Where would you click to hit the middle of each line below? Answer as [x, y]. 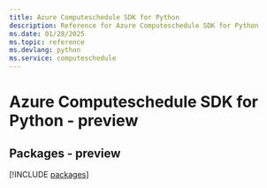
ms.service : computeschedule [63, 58]
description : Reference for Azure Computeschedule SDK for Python [134, 26]
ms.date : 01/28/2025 [47, 34]
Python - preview [74, 121]
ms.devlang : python [45, 50]
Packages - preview [65, 153]
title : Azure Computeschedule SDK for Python [94, 17]
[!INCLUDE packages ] [49, 174]
